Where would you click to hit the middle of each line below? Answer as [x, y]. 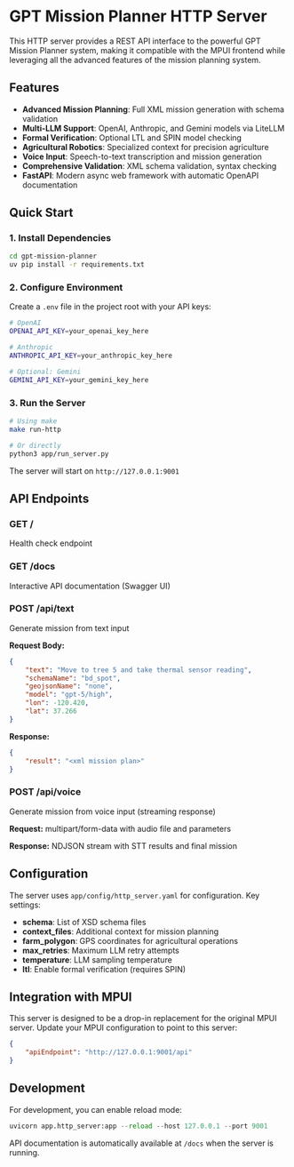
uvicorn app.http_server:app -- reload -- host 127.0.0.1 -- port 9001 [139, 1126]
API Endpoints [49, 498]
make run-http [36, 429]
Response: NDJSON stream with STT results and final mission [123, 845]
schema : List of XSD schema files [84, 922]
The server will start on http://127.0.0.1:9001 [94, 471]
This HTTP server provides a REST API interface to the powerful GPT [135, 41]
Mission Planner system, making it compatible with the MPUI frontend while [147, 50]
